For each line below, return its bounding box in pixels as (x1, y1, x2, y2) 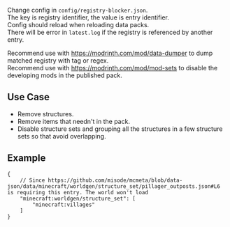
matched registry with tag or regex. (7, 56, 109, 65)
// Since (20, 177, 45, 184)
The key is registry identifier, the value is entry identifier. (7, 13, 170, 22)
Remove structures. (17, 109, 74, 118)
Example (7, 152, 46, 164)
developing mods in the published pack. (7, 71, 122, 79)
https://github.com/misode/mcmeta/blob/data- (48, 177, 183, 184)
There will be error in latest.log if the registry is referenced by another (7, 28, 213, 36)
